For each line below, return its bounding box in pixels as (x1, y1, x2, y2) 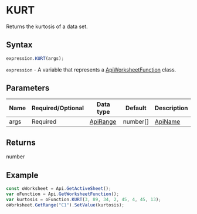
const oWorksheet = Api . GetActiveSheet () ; (6, 186, 111, 192)
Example (6, 170, 39, 180)
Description (154, 104, 188, 112)
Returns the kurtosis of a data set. (6, 23, 88, 30)
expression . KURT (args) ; (6, 55, 64, 62)
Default (125, 104, 147, 112)
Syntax (6, 40, 33, 50)
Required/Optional (31, 104, 84, 112)
